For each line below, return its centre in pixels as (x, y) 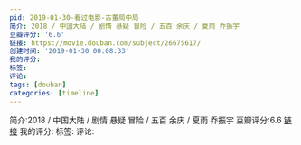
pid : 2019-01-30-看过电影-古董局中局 (74, 18)
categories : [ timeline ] (54, 93)
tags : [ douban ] (38, 85)
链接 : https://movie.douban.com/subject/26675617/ (105, 43)
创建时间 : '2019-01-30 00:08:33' (70, 51)
